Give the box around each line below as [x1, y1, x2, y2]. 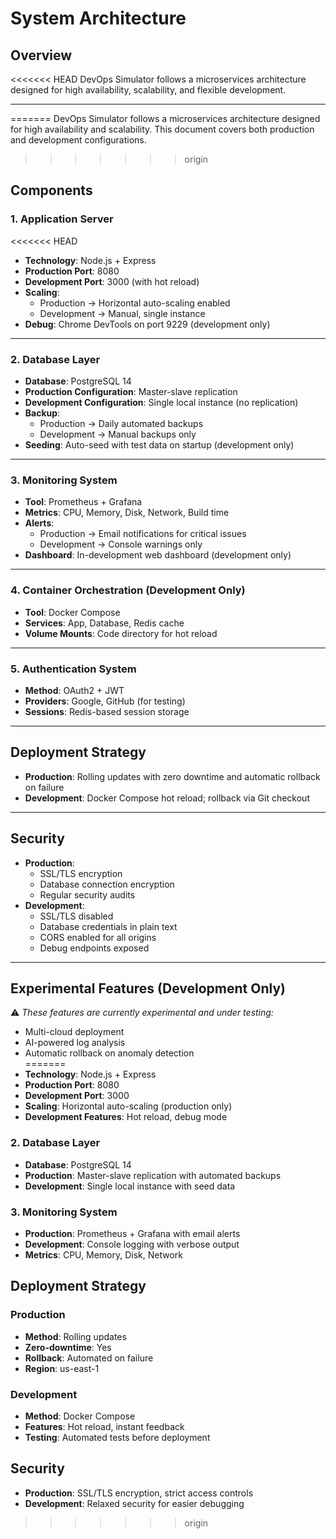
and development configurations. [10, 134, 147, 146]
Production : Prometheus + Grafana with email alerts [24, 1227, 241, 1239]
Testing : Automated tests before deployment [24, 1431, 211, 1443]
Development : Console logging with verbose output [24, 1238, 240, 1250]
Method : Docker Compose [24, 1410, 136, 1422]
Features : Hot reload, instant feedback [24, 1420, 185, 1432]
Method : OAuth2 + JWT [24, 684, 125, 696]
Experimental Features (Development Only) [10, 980, 286, 997]
